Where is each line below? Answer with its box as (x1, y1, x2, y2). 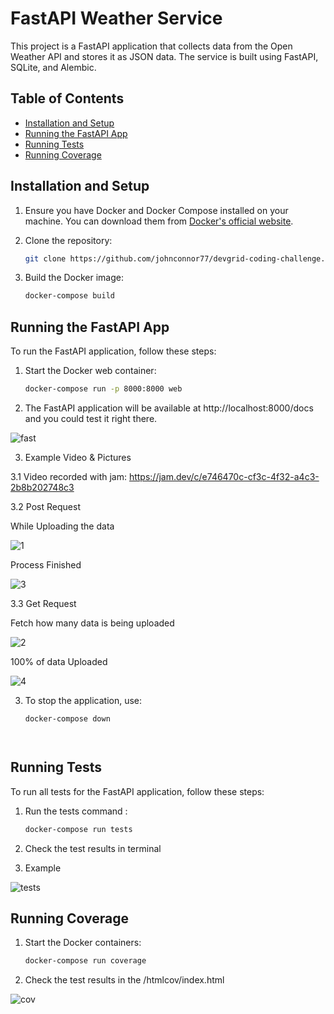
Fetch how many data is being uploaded (10, 617, 175, 629)
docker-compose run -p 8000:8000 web (24, 384, 183, 394)
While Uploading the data (10, 520, 115, 532)
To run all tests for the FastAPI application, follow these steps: (10, 785, 265, 797)
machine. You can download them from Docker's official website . (24, 215, 294, 227)
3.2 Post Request (10, 501, 81, 512)
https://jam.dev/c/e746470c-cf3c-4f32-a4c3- (128, 471, 320, 482)
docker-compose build (24, 291, 115, 301)
